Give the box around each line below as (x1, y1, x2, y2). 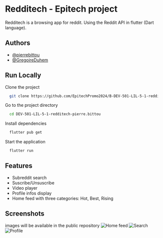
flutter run (9, 148, 34, 153)
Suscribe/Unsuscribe (12, 179, 55, 186)
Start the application (5, 139, 46, 145)
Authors (5, 39, 31, 47)
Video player (12, 185, 38, 191)
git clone (9, 94, 29, 99)
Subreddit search (12, 175, 47, 180)
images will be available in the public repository (5, 222, 100, 228)
